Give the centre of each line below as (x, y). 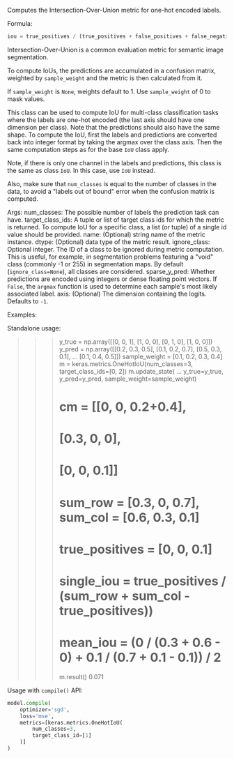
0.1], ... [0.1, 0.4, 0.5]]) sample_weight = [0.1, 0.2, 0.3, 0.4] (141, 356)
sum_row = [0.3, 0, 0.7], (129, 502)
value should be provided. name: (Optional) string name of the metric (106, 234)
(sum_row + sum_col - (124, 596)
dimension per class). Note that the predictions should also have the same (114, 127)
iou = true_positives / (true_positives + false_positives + (98, 36)
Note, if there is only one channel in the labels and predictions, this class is (114, 162)
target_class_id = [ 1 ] (62, 736)
